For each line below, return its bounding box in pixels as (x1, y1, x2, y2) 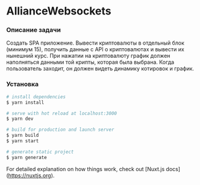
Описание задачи (6, 26, 61, 34)
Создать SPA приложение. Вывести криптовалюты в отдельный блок (6, 39, 185, 46)
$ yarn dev (6, 116, 34, 122)
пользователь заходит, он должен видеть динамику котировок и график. (6, 65, 195, 72)
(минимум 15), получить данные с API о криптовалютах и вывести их (6, 46, 185, 53)
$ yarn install (6, 99, 45, 105)
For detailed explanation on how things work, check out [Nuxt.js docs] (6, 165, 181, 172)
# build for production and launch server (6, 127, 114, 133)
